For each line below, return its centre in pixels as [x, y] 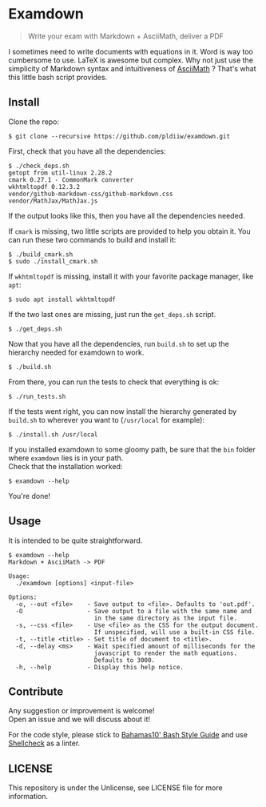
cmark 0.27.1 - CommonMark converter [71, 180]
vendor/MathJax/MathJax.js [53, 201]
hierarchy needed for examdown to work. [76, 352]
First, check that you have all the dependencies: [87, 151]
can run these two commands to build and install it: [92, 239]
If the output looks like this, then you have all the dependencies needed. [127, 215]
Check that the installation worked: [66, 466]
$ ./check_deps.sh [39, 166]
